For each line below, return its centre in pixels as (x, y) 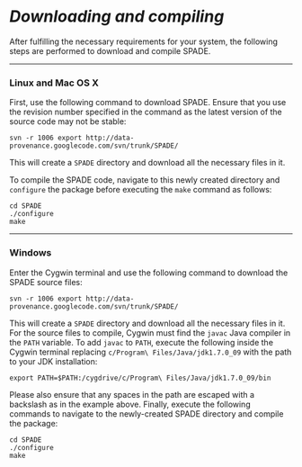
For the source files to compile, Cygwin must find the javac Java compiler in (150, 332)
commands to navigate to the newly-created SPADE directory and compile (147, 413)
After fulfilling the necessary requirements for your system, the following (144, 41)
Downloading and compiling (117, 17)
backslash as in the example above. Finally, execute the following (130, 404)
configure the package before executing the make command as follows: (141, 190)
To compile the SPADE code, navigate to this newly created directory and (145, 180)
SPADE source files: (46, 282)
